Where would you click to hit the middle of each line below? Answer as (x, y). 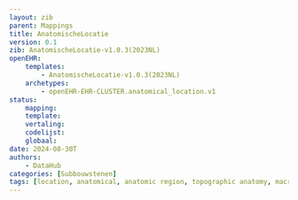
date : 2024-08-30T (43, 149)
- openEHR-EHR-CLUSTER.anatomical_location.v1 (129, 91)
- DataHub (43, 165)
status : (24, 100)
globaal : (41, 141)
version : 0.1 (33, 42)
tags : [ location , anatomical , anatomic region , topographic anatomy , (141, 182)
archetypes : (47, 83)
